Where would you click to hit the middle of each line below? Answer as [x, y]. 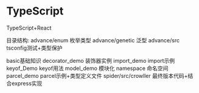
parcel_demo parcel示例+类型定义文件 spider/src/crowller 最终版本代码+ [97, 75]
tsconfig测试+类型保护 [34, 48]
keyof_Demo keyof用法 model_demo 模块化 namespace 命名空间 [87, 68]
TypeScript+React [29, 28]
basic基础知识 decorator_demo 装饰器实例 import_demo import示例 [91, 60]
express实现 [27, 83]
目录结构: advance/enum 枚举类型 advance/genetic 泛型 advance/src [93, 40]
